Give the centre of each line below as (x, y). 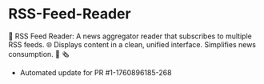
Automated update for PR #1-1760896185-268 (96, 72)
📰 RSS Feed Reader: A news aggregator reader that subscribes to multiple (130, 36)
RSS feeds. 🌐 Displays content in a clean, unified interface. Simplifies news (132, 44)
